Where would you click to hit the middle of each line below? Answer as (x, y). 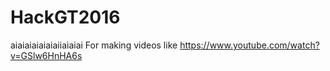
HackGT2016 (65, 17)
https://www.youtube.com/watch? (249, 45)
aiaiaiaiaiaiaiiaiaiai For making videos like (94, 45)
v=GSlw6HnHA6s (46, 55)
